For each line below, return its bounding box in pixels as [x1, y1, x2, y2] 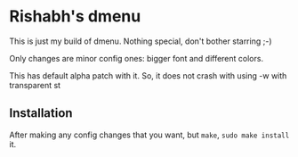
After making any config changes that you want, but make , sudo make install [9, 129, 290, 140]
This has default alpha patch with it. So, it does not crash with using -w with [9, 70, 287, 81]
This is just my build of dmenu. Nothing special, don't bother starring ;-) [9, 36, 272, 46]
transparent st [9, 79, 60, 90]
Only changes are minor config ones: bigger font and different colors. [9, 53, 264, 63]
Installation [9, 105, 73, 121]
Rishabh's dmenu [9, 6, 141, 27]
